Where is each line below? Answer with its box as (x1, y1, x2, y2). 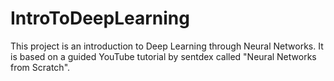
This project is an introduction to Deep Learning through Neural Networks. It (10, 40, 324, 52)
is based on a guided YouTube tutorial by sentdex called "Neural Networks (10, 50, 317, 62)
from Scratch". (10, 61, 71, 73)
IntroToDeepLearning (10, 7, 190, 30)
